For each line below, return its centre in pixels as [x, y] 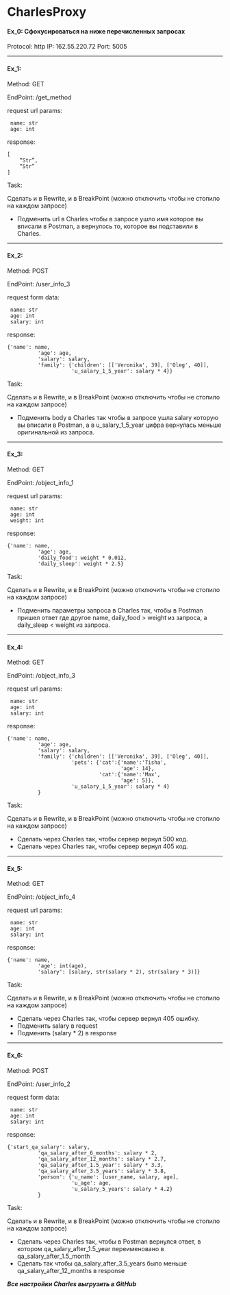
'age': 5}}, [137, 781]
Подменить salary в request [57, 1026]
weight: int [27, 521]
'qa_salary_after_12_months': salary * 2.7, [102, 1159]
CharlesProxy [47, 12]
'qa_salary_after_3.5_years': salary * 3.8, [102, 1171]
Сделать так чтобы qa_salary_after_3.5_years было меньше [102, 1263]
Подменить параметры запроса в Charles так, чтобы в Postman [110, 610]
